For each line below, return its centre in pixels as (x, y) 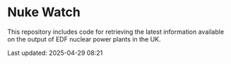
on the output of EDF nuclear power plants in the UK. (84, 39)
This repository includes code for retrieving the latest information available (116, 32)
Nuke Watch (44, 12)
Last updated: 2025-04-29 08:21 (55, 53)
